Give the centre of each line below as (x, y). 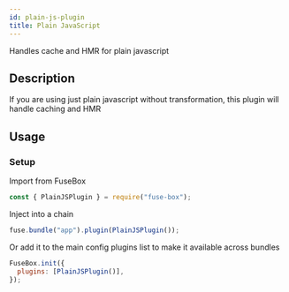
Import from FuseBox (48, 181)
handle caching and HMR (55, 109)
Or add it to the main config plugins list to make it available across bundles (144, 247)
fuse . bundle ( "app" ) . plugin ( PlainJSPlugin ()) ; (94, 230)
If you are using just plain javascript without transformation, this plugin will (144, 100)
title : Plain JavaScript (55, 26)
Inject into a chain (42, 213)
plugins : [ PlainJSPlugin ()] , (71, 271)
